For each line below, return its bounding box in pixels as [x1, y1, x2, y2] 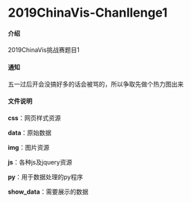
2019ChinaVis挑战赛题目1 [8, 46, 80, 54]
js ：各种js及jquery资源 [8, 158, 73, 166]
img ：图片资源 [8, 143, 50, 151]
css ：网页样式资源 [8, 113, 61, 122]
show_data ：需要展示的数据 [8, 187, 89, 196]
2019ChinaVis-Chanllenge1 [8, 5, 168, 21]
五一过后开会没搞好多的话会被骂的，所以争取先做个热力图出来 [8, 80, 184, 88]
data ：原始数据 [8, 128, 52, 137]
